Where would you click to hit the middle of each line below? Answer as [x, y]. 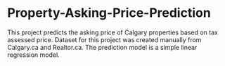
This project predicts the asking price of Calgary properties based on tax [112, 32]
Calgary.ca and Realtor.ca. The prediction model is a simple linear [102, 47]
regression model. [33, 55]
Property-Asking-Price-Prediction [109, 13]
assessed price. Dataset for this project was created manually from [104, 39]
